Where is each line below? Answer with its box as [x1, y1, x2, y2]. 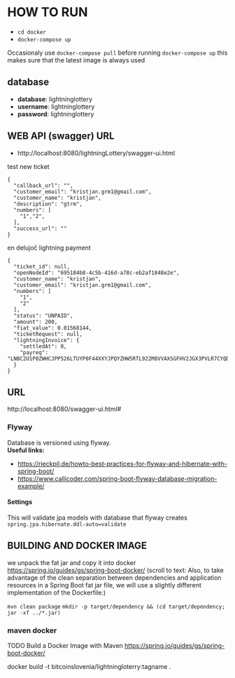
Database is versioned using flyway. [7, 438, 112, 447]
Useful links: [7, 446, 45, 454]
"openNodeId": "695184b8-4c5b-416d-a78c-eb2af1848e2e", [13, 269, 180, 276]
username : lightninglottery [17, 102, 95, 111]
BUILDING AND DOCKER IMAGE [7, 540, 147, 552]
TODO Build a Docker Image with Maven [7, 641, 124, 649]
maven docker [7, 625, 57, 635]
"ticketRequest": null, [13, 330, 83, 337]
